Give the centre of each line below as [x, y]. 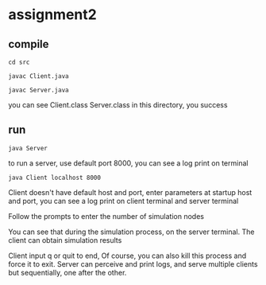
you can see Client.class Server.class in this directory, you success [118, 105]
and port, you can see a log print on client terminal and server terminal [123, 201]
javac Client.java [39, 76]
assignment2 [52, 15]
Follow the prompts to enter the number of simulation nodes [106, 216]
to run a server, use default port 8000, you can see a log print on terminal [128, 163]
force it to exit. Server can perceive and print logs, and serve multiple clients [133, 264]
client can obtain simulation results [65, 240]
